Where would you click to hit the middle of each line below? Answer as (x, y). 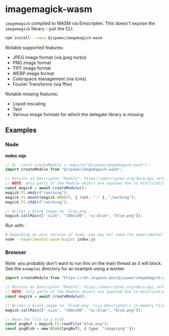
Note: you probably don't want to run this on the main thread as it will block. (84, 263)
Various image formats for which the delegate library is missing (78, 114)
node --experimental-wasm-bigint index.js (50, 240)
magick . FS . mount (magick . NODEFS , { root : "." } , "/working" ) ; (71, 197)
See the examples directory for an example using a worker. (65, 269)
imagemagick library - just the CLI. (39, 28)
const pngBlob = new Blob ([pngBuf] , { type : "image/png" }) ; (71, 329)
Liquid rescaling (29, 103)
